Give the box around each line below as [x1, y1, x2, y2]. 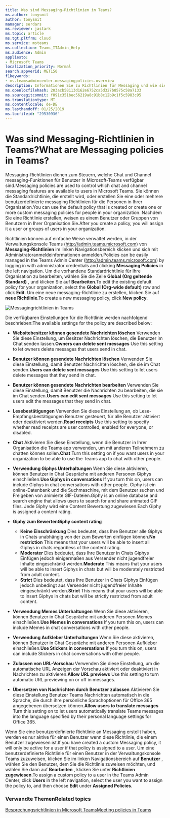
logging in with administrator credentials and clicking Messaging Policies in [5, 262, 163, 268]
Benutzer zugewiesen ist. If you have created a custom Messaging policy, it [5, 739, 161, 745]
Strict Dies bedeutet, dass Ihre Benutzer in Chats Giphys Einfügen [20, 577, 158, 583]
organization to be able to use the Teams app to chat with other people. [12, 455, 162, 461]
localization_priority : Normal [5, 64, 71, 69]
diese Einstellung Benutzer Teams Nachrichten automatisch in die [12, 691, 150, 698]
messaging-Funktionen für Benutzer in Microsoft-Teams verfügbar [5, 177, 144, 183]
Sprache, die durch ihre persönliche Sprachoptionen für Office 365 [12, 697, 153, 703]
